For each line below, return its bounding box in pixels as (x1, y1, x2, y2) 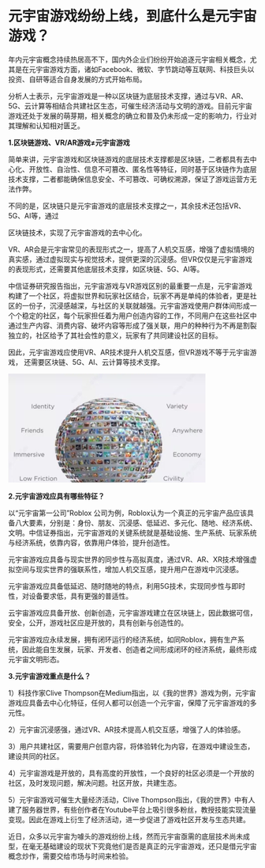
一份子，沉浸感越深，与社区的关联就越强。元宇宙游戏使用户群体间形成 (21, 301, 250, 310)
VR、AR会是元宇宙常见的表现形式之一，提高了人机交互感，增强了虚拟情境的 (8, 244, 255, 254)
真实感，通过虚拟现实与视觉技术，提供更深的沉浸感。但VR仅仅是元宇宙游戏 (8, 254, 252, 263)
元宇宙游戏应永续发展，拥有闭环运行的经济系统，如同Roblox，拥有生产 (8, 635, 238, 644)
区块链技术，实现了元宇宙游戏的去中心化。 (8, 227, 147, 237)
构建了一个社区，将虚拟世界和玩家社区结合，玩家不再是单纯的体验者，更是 (8, 290, 250, 301)
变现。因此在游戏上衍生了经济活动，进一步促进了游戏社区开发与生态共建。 (8, 814, 250, 824)
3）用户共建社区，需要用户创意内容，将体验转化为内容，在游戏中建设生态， (8, 741, 255, 751)
